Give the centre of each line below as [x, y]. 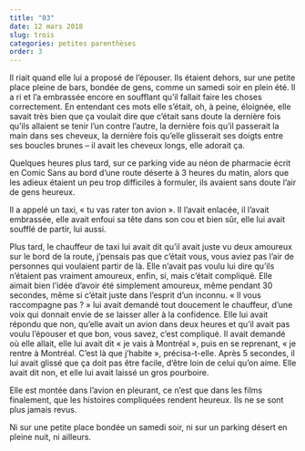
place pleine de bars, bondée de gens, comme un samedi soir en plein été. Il [152, 87]
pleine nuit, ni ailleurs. [51, 437]
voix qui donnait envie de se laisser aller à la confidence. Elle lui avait [139, 314]
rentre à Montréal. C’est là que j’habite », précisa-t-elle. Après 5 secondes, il [152, 354]
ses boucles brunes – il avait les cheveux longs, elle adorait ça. [127, 146]
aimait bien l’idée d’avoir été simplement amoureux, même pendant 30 [141, 286]
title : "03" [32, 18]
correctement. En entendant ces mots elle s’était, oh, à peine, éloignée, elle [150, 107]
